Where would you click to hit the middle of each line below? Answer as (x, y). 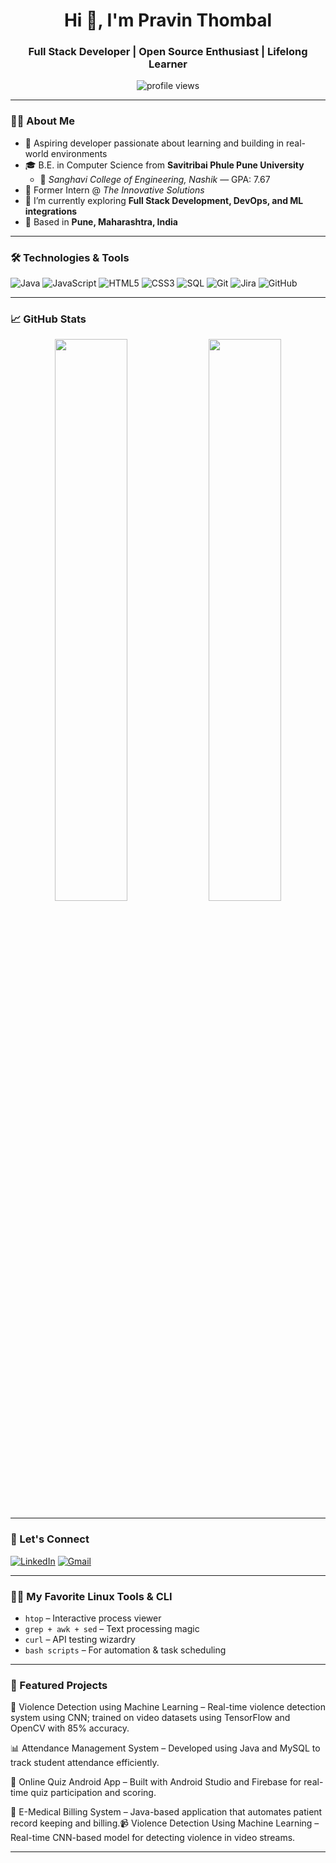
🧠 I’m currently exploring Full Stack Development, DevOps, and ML (164, 200)
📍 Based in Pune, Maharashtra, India (101, 221)
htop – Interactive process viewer (93, 1618)
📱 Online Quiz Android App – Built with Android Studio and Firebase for (156, 1782)
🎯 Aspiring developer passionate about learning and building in (154, 143)
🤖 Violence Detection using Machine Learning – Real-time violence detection (168, 1707)
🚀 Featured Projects (59, 1685)
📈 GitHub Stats (48, 319)
